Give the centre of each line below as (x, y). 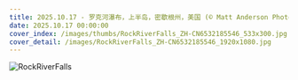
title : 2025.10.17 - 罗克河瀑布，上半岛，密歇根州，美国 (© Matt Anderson (139, 17)
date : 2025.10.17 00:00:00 (59, 25)
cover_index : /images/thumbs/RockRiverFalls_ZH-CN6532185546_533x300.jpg (149, 33)
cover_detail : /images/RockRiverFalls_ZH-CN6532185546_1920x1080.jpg (141, 42)
